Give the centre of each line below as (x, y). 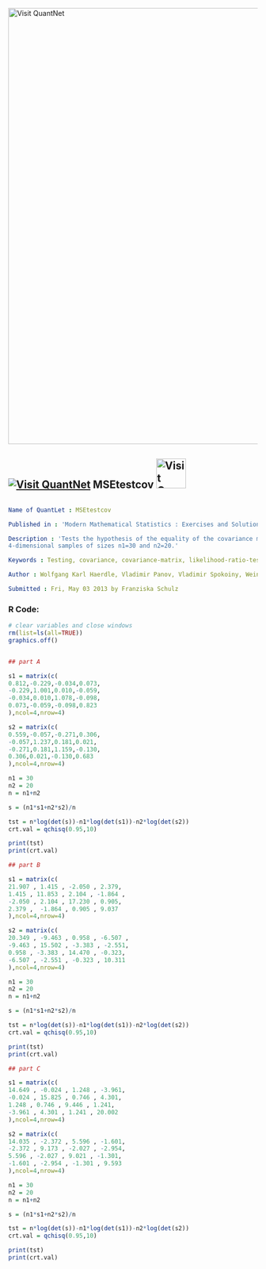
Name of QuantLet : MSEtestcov (60, 510)
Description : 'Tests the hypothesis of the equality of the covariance (131, 539)
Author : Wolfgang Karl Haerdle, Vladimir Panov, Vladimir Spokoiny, (125, 575)
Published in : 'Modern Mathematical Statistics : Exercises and (118, 524)
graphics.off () (33, 640)
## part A (25, 661)
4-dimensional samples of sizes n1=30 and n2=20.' (93, 546)
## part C (25, 1068)
